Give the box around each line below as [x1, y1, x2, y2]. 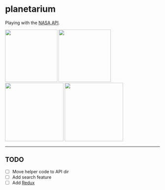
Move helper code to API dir [12, 168, 69, 174]
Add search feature [12, 174, 52, 180]
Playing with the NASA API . [5, 20, 60, 26]
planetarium [5, 3, 56, 15]
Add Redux [12, 180, 35, 186]
